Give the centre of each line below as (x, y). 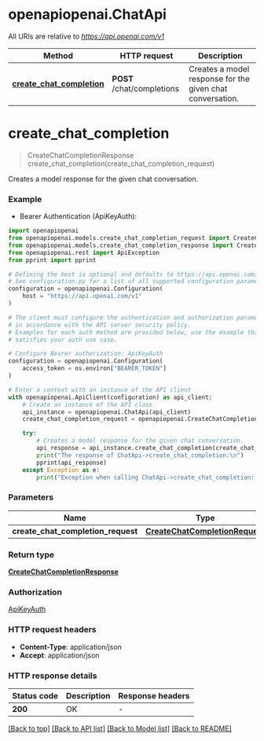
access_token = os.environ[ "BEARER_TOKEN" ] (95, 369)
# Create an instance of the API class (88, 404)
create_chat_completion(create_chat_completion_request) (121, 164)
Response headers (154, 695)
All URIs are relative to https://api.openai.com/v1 (86, 36)
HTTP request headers (52, 629)
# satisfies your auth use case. (63, 340)
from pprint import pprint (52, 260)
